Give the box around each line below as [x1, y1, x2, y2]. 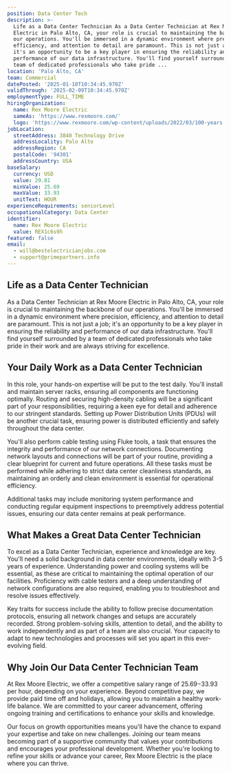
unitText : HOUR [13, 196, 57, 204]
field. [32, 642, 47, 650]
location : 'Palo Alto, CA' [7, 68, 85, 75]
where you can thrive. [7, 760, 69, 768]
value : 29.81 [13, 177, 51, 183]
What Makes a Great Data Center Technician [7, 529, 201, 541]
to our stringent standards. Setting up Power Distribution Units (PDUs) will [7, 409, 217, 417]
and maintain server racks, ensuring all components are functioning [7, 387, 199, 395]
